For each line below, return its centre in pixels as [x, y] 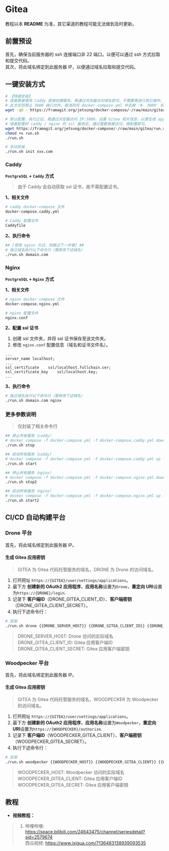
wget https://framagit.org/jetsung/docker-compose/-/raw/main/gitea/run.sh [86, 129]
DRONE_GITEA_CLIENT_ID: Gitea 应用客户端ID [65, 642]
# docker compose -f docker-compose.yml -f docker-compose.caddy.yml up [83, 459]
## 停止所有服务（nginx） [29, 473]
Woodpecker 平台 [27, 663]
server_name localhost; [30, 359]
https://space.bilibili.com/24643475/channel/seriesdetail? [85, 831]
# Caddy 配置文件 [22, 221]
